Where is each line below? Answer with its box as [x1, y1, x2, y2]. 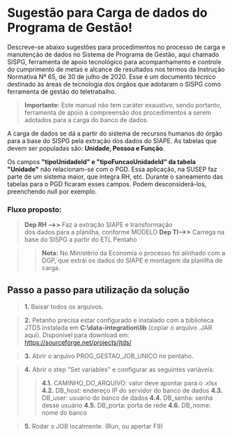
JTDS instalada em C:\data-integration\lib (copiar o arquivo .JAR [24, 323, 212, 332]
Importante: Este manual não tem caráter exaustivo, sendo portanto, [24, 101, 222, 109]
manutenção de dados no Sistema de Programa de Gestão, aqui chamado [7, 50, 219, 59]
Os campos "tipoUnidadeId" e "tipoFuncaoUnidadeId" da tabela [7, 157, 196, 165]
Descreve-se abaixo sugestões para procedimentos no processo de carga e [7, 43, 226, 51]
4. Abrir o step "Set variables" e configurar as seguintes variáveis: [24, 365, 215, 374]
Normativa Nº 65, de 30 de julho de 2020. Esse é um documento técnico [7, 72, 216, 81]
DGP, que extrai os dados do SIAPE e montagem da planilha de [41, 256, 223, 265]
